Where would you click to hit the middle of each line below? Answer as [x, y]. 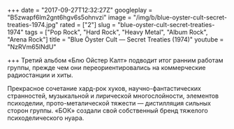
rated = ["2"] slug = [88, 25]
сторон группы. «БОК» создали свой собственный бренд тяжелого [108, 111]
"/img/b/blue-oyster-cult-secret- [180, 17]
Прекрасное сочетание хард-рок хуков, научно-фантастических [104, 88]
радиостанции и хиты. [40, 75]
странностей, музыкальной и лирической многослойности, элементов [113, 96]
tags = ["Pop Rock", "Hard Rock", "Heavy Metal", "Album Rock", [116, 32]
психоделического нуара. [46, 118]
